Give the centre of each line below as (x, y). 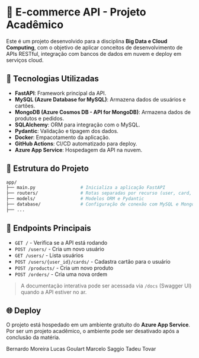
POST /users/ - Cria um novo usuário (60, 249)
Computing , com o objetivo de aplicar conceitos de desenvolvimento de (94, 47)
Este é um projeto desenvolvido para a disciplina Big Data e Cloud (87, 41)
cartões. (25, 106)
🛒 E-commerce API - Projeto (76, 12)
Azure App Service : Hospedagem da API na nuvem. (78, 150)
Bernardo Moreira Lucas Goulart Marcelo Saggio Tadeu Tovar (81, 349)
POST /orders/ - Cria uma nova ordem (61, 274)
